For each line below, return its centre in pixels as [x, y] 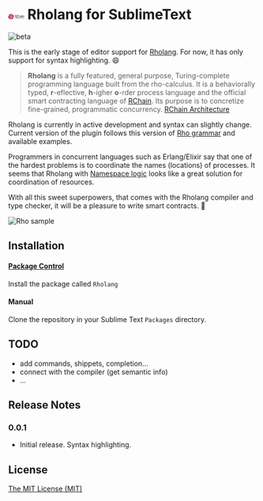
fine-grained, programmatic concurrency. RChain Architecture [129, 109]
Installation [36, 246]
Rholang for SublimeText [109, 15]
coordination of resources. [51, 182]
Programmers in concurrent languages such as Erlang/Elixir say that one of [130, 157]
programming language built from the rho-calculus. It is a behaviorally [141, 84]
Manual [21, 302]
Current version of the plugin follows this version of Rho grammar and [122, 133]
